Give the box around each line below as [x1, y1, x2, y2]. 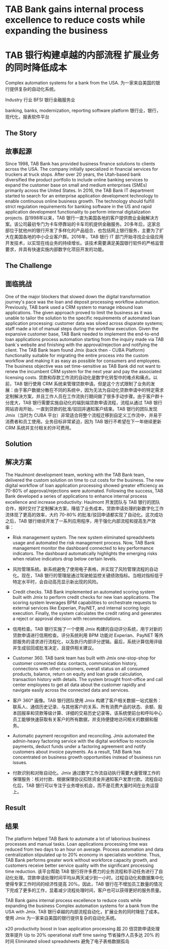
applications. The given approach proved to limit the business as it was [5, 309, 152, 315]
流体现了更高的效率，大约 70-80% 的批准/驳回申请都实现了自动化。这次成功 [5, 511, 163, 517]
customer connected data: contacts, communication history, [12, 660, 138, 666]
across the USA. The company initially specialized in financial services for [5, 166, 158, 172]
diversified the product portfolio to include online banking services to [5, 177, 148, 183]
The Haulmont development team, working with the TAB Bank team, [5, 471, 146, 478]
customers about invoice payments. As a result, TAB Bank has [12, 749, 141, 755]
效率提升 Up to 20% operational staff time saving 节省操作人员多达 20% [5, 932, 154, 938]
